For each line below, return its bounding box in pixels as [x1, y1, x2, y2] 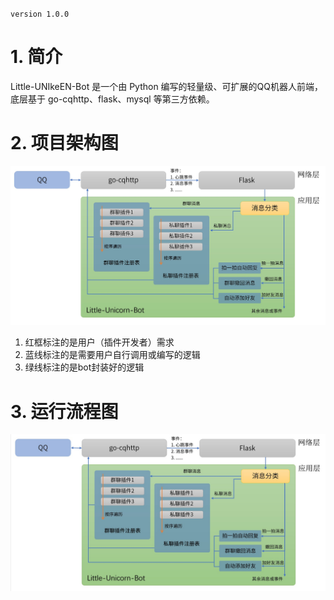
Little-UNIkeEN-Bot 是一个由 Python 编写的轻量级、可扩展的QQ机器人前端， [10, 80, 324, 92]
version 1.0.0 [10, 9, 70, 19]
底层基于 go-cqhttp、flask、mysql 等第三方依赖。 [10, 93, 215, 105]
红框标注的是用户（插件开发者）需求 [24, 336, 175, 348]
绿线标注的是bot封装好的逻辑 [24, 361, 145, 373]
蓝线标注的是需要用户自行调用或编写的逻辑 [24, 349, 201, 361]
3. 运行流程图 [10, 400, 119, 423]
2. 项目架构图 [10, 132, 119, 155]
